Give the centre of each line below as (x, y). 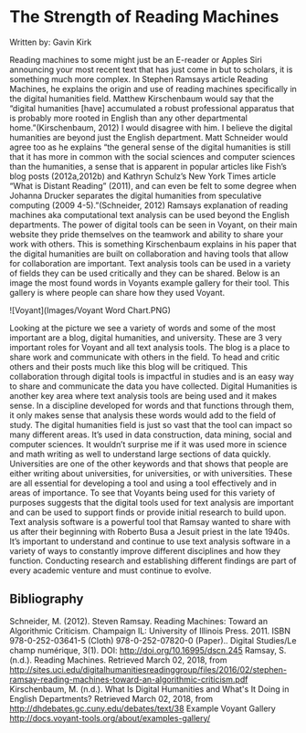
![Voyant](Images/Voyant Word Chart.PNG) (90, 310)
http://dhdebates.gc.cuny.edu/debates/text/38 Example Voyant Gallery (142, 708)
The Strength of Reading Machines (144, 17)
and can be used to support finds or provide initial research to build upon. (148, 512)
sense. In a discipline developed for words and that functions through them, (152, 405)
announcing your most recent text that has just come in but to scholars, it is (151, 69)
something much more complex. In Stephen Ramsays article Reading (139, 79)
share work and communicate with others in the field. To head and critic (145, 357)
